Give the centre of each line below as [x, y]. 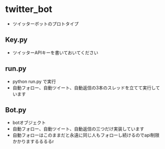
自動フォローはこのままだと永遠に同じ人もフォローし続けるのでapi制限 [86, 135]
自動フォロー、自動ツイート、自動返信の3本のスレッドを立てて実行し [84, 88]
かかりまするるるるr [33, 141]
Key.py [16, 40]
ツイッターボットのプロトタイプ [45, 24]
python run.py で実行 [34, 81]
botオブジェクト [29, 123]
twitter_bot [29, 9]
